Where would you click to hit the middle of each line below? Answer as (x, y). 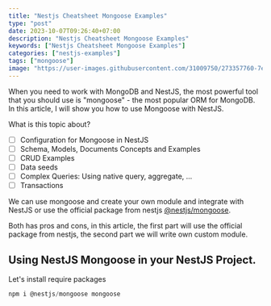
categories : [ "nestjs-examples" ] (65, 53)
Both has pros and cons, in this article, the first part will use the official (125, 226)
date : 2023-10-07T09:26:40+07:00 (65, 31)
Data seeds (39, 167)
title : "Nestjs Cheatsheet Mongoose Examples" (88, 16)
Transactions (42, 186)
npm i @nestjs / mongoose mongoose (65, 294)
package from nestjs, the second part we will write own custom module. (128, 234)
